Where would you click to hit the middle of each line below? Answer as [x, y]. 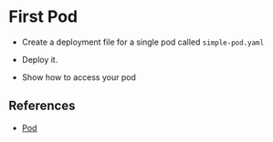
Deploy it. [40, 59]
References [42, 106]
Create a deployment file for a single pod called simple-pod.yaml [143, 42]
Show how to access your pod [79, 77]
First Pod [43, 17]
